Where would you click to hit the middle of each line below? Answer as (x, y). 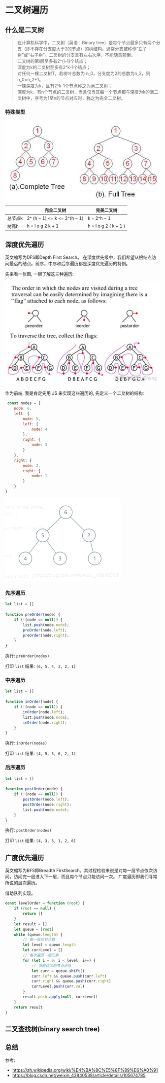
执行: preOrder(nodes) (27, 656)
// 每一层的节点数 (39, 940)
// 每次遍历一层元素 (41, 955)
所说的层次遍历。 (22, 883)
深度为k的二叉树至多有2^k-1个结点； (54, 67)
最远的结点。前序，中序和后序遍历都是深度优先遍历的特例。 (70, 264)
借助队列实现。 (20, 893)
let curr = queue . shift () (58, 971)
